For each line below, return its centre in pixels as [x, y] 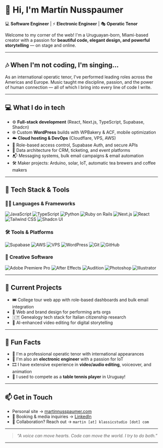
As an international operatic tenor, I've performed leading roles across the [79, 77]
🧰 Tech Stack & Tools [37, 189]
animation [22, 372]
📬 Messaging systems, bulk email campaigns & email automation [78, 156]
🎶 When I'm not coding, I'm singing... [62, 65]
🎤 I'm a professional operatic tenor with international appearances [78, 354]
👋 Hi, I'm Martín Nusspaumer [64, 10]
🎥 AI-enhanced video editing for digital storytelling [62, 323]
